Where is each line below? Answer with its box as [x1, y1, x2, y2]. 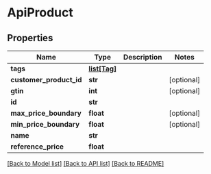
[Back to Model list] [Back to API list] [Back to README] [7, 160, 164, 167]
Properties [7, 32, 53, 44]
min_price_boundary [10, 120, 80, 129]
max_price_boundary [10, 108, 82, 118]
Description [123, 53, 162, 62]
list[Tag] [88, 64, 117, 73]
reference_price [10, 142, 64, 151]
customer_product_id [10, 75, 82, 84]
